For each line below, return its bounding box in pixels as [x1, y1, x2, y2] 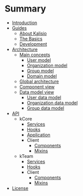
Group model [26, 67, 54, 73]
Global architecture [19, 78, 59, 84]
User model [26, 57, 51, 63]
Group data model [26, 105, 64, 111]
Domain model [26, 73, 57, 79]
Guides [11, 25, 27, 31]
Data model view [19, 89, 54, 95]
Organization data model [26, 100, 78, 106]
